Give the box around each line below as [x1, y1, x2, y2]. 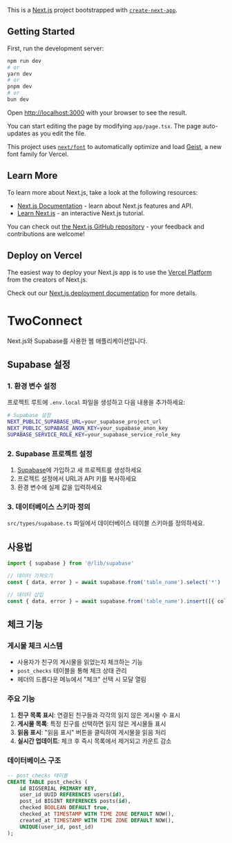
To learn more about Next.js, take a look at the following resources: [7, 188, 198, 196]
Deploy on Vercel [7, 250, 83, 262]
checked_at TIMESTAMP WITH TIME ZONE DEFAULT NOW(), [19, 811, 175, 817]
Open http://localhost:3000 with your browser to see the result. [7, 108, 188, 117]
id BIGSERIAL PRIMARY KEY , [19, 785, 97, 792]
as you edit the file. [32, 129, 86, 137]
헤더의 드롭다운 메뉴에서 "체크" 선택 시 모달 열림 [17, 675, 147, 684]
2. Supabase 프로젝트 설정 [7, 449, 93, 458]
